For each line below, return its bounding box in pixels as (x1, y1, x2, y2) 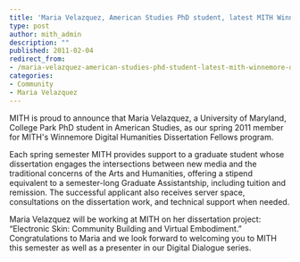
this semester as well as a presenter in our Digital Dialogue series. (9, 242, 252, 253)
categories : (9, 72, 54, 80)
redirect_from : (9, 55, 66, 63)
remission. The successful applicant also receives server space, (9, 187, 246, 198)
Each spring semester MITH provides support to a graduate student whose (9, 148, 285, 159)
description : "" (9, 38, 70, 47)
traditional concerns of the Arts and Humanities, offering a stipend (9, 167, 253, 179)
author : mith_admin (9, 30, 82, 38)
